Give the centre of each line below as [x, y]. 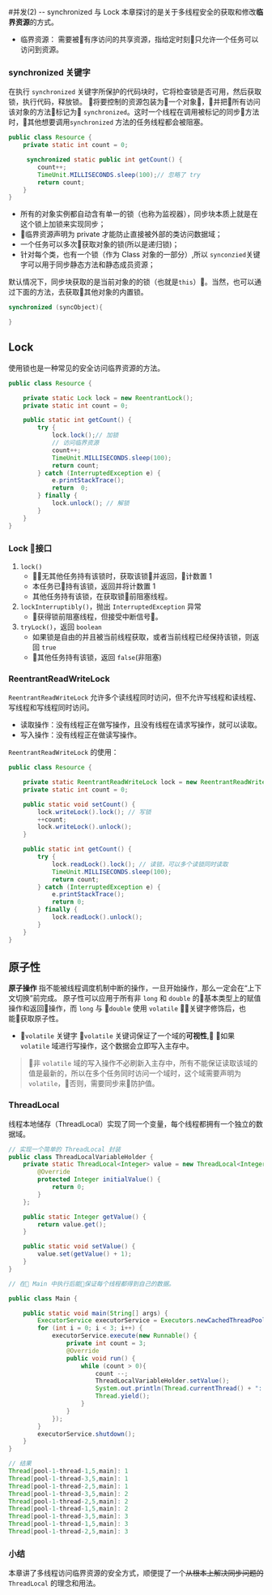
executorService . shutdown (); [87, 1434]
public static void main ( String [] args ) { [96, 1313]
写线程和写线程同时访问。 [51, 708]
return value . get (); [72, 1224]
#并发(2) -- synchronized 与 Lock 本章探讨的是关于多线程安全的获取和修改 [132, 12]
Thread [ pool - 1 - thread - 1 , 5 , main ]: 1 [68, 1472]
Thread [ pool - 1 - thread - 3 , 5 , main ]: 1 [68, 1479]
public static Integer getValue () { [85, 1217]
